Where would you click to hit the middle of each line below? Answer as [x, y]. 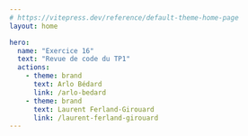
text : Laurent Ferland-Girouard [93, 109]
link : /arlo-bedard [69, 92]
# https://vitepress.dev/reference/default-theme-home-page [124, 18]
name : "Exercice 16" [56, 50]
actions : [34, 68]
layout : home [34, 26]
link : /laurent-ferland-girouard [96, 118]
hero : [19, 42]
